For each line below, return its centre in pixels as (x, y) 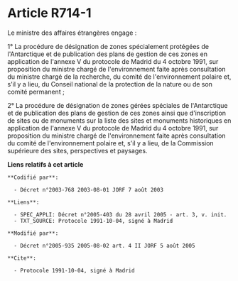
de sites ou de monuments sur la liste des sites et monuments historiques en (119, 120)
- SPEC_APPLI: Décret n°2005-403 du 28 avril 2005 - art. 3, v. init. (120, 214)
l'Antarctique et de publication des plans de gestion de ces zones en (108, 54)
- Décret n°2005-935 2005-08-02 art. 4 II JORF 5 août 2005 (104, 246)
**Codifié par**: (33, 177)
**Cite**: (22, 258)
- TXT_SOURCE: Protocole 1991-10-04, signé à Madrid (93, 221)
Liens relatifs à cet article (45, 164)
